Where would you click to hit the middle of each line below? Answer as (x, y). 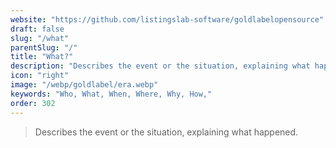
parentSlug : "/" (44, 47)
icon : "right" (40, 76)
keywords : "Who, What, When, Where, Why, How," (111, 94)
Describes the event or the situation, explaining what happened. (166, 132)
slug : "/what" (40, 38)
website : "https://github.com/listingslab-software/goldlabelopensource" (167, 19)
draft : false (37, 29)
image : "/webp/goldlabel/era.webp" (84, 85)
